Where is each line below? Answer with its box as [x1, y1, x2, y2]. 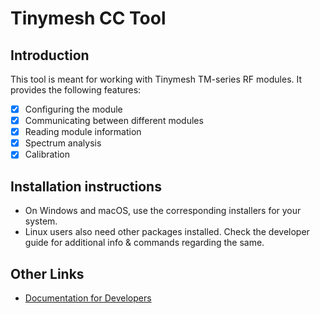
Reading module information [24, 126, 142, 138]
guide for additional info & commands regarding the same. [24, 237, 265, 249]
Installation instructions [10, 178, 162, 195]
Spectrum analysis [24, 137, 102, 149]
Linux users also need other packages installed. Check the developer [24, 226, 310, 238]
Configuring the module [24, 103, 123, 115]
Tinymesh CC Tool [10, 7, 167, 30]
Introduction [10, 47, 90, 64]
